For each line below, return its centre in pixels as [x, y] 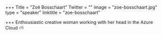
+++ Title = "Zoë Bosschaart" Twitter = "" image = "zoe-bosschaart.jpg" [82, 7]
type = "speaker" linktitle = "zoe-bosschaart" [53, 12]
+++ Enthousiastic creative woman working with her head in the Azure [79, 22]
